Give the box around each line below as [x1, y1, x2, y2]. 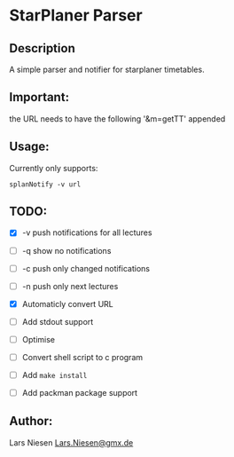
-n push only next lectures [21, 280, 119, 291]
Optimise [21, 334, 56, 344]
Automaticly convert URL [21, 298, 113, 309]
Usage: [9, 139, 51, 154]
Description [9, 41, 75, 56]
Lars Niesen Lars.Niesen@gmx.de [9, 437, 134, 448]
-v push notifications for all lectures [21, 227, 152, 238]
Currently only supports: [9, 162, 98, 173]
